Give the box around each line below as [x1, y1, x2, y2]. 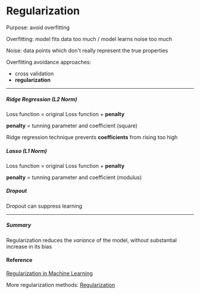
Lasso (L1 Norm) [6, 147, 48, 154]
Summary [6, 221, 32, 229]
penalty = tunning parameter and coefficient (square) [6, 122, 138, 129]
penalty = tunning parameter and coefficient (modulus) [6, 174, 142, 181]
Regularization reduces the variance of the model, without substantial [6, 236, 177, 243]
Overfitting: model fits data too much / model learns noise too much [6, 35, 173, 42]
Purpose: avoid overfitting [6, 24, 70, 31]
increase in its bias [6, 243, 52, 250]
